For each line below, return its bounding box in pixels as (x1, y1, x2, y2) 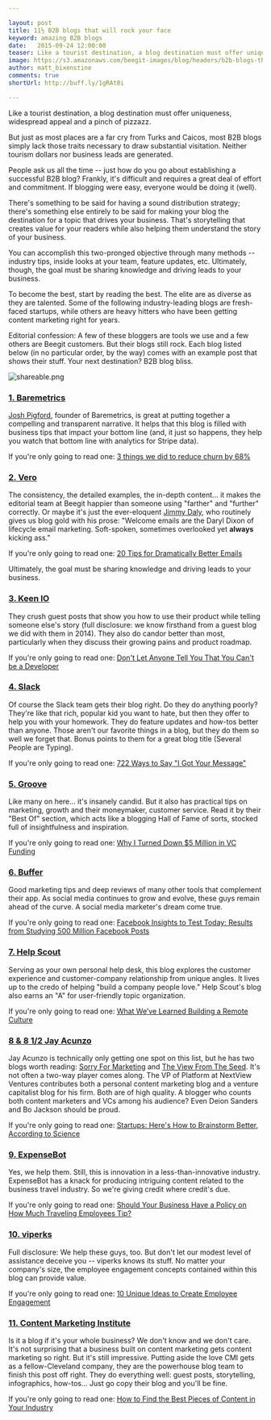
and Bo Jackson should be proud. (8, 1105, 121, 1114)
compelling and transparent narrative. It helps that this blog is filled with (8, 419, 247, 428)
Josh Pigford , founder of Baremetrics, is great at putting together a (8, 410, 231, 420)
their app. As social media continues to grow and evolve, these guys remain (8, 893, 261, 904)
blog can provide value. (8, 1272, 87, 1283)
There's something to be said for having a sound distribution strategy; (8, 198, 240, 207)
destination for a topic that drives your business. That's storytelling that (8, 215, 246, 224)
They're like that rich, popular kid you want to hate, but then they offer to (8, 708, 250, 718)
